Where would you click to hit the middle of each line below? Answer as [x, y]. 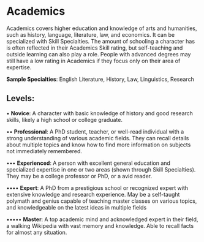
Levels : [21, 98]
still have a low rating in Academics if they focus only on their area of [93, 61]
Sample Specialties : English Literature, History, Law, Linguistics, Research [100, 79]
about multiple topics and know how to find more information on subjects [99, 145]
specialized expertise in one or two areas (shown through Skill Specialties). [101, 169]
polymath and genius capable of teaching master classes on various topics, [102, 201]
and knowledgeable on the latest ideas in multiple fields [77, 207]
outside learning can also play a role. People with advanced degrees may [99, 54]
